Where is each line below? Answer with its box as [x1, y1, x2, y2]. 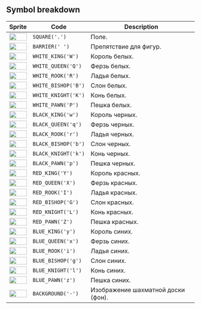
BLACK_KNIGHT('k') [32, 150, 85, 157]
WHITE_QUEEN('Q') [32, 62, 82, 69]
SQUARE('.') [32, 33, 67, 40]
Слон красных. [90, 198, 135, 206]
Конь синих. [90, 266, 126, 274]
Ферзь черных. [90, 120, 135, 128]
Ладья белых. [90, 71, 130, 80]
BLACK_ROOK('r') [32, 131, 79, 137]
